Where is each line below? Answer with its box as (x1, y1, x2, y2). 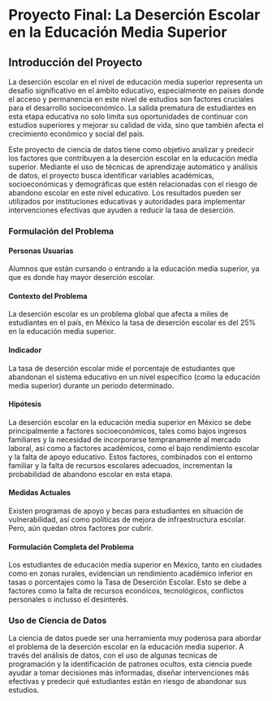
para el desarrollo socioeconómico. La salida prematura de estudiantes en (8, 103, 257, 112)
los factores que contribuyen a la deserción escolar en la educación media (8, 153, 258, 163)
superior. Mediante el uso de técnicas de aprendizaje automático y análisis (8, 162, 258, 172)
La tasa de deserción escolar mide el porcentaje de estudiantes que (8, 363, 235, 373)
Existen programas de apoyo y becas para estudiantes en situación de (8, 506, 244, 515)
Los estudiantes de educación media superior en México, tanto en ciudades (8, 560, 262, 570)
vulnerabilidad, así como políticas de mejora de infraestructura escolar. (8, 515, 246, 524)
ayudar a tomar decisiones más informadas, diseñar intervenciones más (8, 668, 249, 677)
